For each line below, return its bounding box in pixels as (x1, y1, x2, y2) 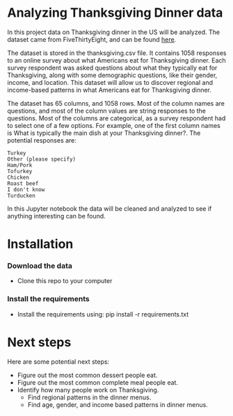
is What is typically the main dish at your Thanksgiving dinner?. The (7, 129, 201, 137)
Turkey (7, 150, 26, 157)
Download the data (7, 261, 73, 271)
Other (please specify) (7, 155, 77, 163)
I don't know (7, 186, 45, 193)
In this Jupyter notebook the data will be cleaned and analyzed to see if (7, 204, 212, 213)
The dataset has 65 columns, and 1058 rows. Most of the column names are (7, 99, 225, 107)
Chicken (7, 174, 30, 181)
